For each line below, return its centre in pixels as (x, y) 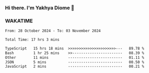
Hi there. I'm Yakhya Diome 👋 (40, 8)
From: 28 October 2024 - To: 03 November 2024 (53, 31)
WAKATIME (19, 20)
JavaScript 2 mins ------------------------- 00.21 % (75, 67)
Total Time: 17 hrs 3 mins (32, 40)
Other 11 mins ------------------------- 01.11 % (75, 57)
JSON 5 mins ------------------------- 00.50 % (75, 62)
